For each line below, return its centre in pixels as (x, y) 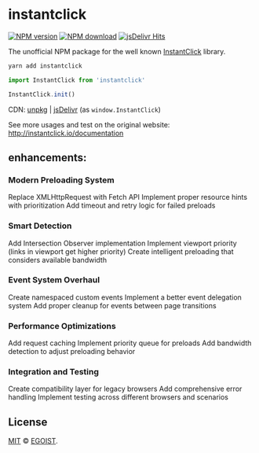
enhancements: (47, 158)
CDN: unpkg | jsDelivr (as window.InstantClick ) (84, 109)
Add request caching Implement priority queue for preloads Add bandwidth (130, 343)
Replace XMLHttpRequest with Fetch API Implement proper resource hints (128, 197)
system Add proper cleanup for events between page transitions (113, 305)
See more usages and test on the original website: (89, 124)
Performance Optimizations (62, 326)
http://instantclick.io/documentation (66, 133)
